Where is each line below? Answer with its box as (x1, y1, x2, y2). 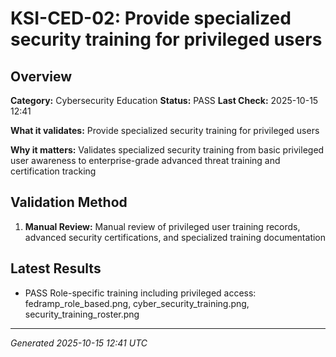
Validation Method (10, 194, 128, 211)
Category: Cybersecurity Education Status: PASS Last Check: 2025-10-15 (10, 95, 319, 106)
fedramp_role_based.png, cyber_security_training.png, (24, 297, 250, 309)
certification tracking (10, 165, 97, 177)
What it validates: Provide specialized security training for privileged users (10, 125, 320, 136)
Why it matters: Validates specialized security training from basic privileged (10, 144, 325, 156)
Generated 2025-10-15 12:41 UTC (10, 337, 148, 349)
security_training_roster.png (24, 308, 140, 320)
